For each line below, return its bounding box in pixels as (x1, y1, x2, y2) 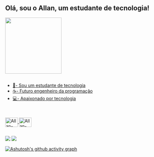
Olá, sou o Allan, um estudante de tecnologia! (5, 4, 150, 12)
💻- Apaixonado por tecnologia (12, 96, 76, 102)
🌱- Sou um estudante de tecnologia (12, 82, 86, 89)
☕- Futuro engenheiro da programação (12, 88, 93, 94)
